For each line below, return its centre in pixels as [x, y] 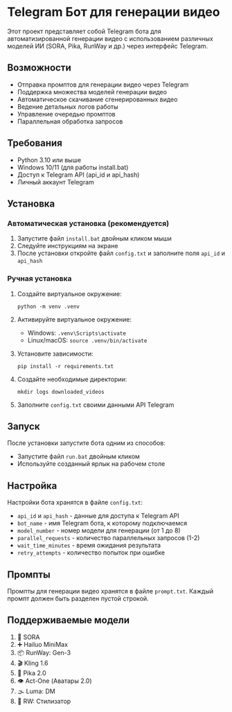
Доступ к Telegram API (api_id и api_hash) [78, 175]
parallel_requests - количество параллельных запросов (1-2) [108, 538]
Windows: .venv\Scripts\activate [77, 333]
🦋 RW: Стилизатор [44, 701]
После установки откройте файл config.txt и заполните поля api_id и [121, 253]
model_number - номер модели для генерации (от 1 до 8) [99, 530]
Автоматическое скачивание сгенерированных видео [97, 99]
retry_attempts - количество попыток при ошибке [91, 553]
